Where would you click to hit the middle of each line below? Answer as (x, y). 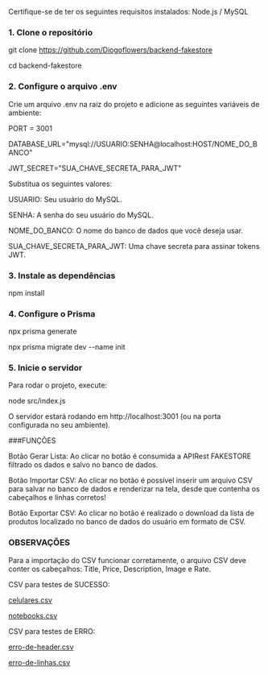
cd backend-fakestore (45, 66)
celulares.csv (30, 600)
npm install (27, 292)
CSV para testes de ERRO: (52, 631)
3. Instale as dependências (62, 275)
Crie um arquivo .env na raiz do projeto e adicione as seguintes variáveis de (134, 104)
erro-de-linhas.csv (39, 662)
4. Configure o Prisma (52, 313)
